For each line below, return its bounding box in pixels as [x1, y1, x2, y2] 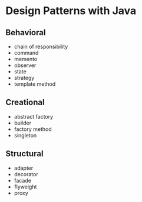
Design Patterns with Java [5, 4, 137, 18]
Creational [5, 97, 45, 107]
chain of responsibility [14, 43, 68, 50]
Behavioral [5, 28, 46, 38]
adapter [14, 164, 34, 171]
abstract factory [14, 113, 54, 120]
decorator [14, 170, 39, 177]
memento [14, 56, 38, 62]
